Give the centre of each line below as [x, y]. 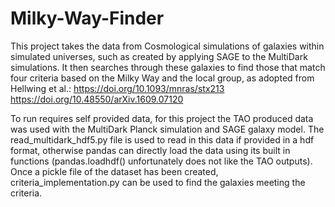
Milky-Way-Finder [87, 18]
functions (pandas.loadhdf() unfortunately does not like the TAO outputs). [161, 161]
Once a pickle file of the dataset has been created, [114, 171]
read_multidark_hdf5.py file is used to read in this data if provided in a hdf [162, 139]
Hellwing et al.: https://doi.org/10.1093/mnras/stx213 [117, 88]
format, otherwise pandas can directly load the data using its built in [150, 150]
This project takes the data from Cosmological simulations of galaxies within [167, 46]
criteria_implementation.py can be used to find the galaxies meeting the [158, 182]
